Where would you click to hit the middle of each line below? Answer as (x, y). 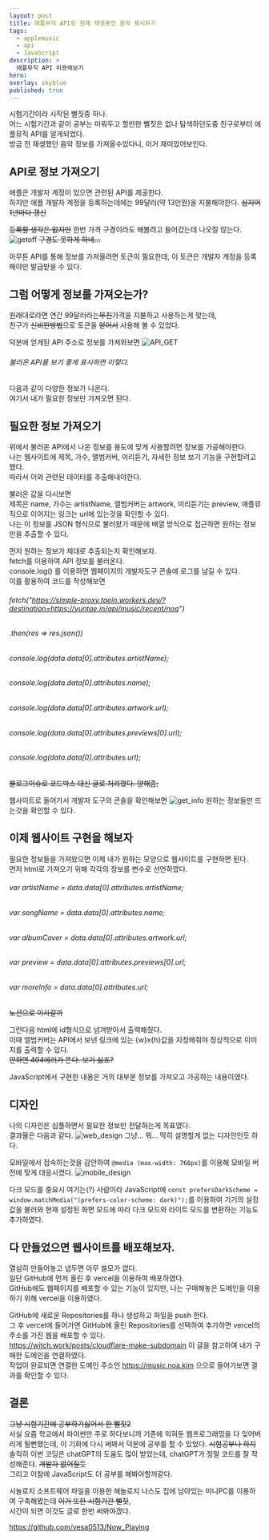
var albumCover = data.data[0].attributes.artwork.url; (98, 937)
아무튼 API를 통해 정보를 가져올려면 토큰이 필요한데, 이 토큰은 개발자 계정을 (126, 256)
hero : (18, 75)
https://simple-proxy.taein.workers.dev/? (99, 600)
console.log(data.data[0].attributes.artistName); (89, 658)
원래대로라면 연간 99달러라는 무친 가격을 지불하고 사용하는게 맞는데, (113, 315)
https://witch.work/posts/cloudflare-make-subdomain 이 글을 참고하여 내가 (131, 1345)
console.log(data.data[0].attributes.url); (75, 757)
